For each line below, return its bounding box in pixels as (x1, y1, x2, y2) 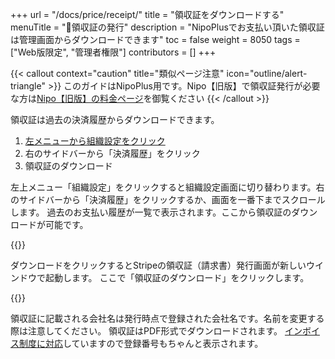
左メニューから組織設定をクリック (24, 135, 166, 147)
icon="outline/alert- (226, 68, 308, 79)
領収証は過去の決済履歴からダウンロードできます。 (10, 114, 220, 125)
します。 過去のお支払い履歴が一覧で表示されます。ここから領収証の (10, 206, 292, 218)
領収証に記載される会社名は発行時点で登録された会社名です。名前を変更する (10, 313, 325, 324)
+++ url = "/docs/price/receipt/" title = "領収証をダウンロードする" (10, 9, 285, 20)
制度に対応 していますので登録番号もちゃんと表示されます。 (18, 338, 264, 349)
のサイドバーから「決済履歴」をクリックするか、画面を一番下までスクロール (10, 194, 326, 205)
